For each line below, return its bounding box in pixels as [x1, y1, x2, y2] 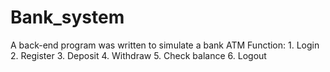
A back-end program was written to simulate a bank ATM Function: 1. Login [10, 39, 320, 51]
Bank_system [10, 6, 125, 29]
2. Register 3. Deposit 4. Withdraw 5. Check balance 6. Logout [10, 49, 267, 61]
